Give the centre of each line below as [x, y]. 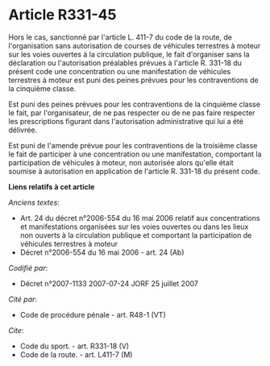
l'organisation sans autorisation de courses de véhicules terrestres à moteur [135, 45]
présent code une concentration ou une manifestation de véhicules [120, 71]
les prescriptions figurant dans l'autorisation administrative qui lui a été [126, 121]
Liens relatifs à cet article [52, 186]
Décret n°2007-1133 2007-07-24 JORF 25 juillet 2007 [109, 283]
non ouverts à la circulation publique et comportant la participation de [136, 235]
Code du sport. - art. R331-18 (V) [75, 346]
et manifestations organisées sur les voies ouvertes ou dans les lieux [134, 227]
